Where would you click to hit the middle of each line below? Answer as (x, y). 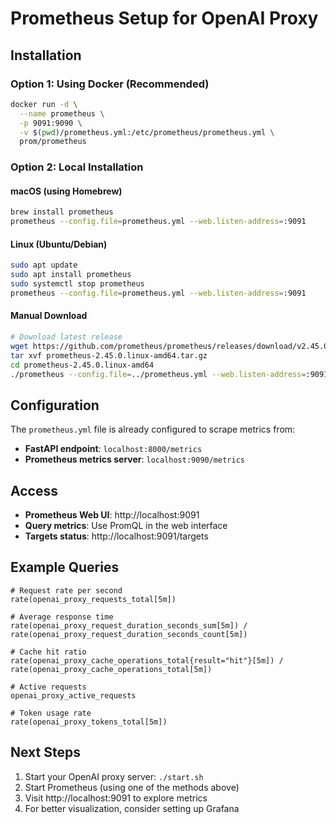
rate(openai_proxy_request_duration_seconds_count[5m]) (129, 634)
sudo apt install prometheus (71, 275)
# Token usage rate (51, 713)
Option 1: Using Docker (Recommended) (110, 84)
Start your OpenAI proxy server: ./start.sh (114, 776)
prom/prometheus (53, 142)
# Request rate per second (66, 590)
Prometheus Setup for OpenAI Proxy (164, 18)
